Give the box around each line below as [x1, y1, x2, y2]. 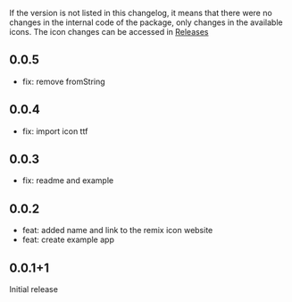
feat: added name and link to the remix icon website [21, 225, 213, 236]
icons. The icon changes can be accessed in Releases [9, 27, 209, 37]
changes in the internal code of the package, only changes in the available [9, 17, 283, 28]
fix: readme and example [21, 175, 114, 186]
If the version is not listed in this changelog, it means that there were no [9, 8, 272, 18]
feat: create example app [21, 234, 114, 245]
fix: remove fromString [21, 76, 105, 87]
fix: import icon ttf [21, 125, 88, 137]
